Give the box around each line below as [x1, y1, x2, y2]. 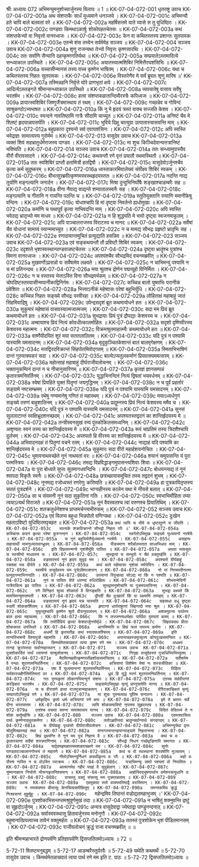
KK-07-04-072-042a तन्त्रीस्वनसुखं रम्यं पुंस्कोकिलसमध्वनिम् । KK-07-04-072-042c [6, 419, 185, 426]
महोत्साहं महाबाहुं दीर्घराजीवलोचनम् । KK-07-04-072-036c [49, 359, 169, 366]
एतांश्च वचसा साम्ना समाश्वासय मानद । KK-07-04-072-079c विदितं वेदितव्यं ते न [35, 707, 193, 713]
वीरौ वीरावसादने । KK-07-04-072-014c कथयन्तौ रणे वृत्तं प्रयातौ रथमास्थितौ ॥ [6, 152, 162, 159]
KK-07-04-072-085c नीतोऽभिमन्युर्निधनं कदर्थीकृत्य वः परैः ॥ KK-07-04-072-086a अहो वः [6, 754, 192, 760]
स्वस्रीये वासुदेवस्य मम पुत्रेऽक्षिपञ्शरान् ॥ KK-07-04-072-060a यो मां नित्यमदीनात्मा [35, 567, 191, 573]
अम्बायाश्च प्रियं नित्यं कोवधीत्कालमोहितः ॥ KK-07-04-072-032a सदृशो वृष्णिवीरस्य [30, 319, 192, 326]
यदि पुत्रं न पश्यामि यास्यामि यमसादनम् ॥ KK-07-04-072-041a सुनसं [49, 406, 185, 412]
